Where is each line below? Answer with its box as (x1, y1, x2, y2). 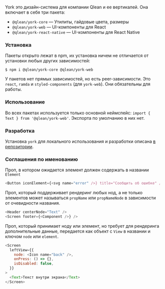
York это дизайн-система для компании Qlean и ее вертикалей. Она (5, 4, 148, 10)
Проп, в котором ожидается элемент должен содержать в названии (5, 167, 149, 173)
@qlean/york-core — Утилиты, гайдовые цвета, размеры (12, 19, 129, 25)
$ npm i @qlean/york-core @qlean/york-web (5, 67, 93, 73)
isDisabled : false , (14, 261, 54, 266)
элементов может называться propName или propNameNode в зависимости (5, 195, 156, 201)
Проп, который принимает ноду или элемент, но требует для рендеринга (5, 223, 160, 229)
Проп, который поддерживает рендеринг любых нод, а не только (5, 190, 143, 196)
